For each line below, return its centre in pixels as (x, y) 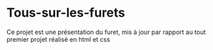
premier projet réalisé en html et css (58, 39)
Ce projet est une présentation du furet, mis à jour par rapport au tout (106, 32)
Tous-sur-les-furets (66, 13)
